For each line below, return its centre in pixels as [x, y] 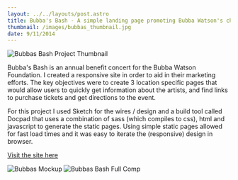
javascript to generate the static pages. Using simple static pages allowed [115, 126]
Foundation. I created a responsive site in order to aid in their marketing [112, 75]
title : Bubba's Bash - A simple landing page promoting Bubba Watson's [115, 21]
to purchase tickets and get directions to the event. [81, 98]
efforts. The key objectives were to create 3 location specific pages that [112, 83]
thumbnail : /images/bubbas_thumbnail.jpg [69, 27]
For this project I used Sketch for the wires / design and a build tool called [115, 111]
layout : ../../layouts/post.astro [58, 14]
